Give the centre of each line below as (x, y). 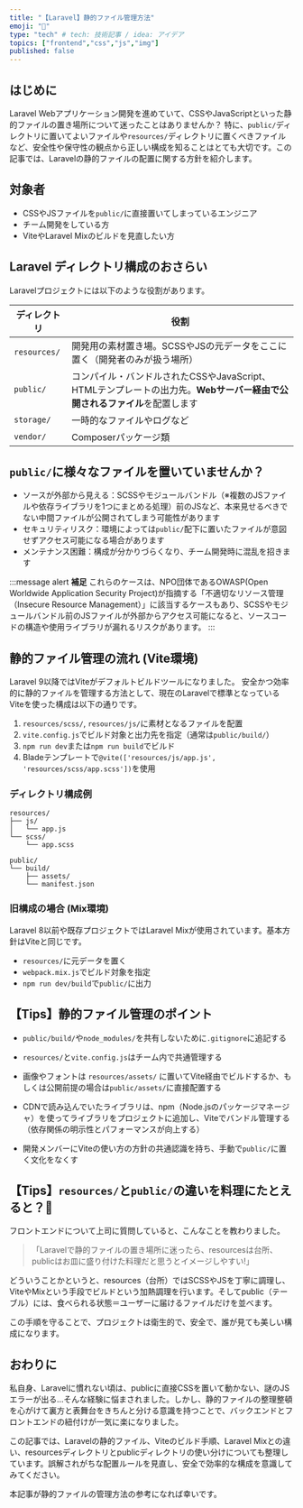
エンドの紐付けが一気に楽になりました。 (108, 1422)
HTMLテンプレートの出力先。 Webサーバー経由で (175, 390)
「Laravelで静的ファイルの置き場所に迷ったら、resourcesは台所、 (154, 1250)
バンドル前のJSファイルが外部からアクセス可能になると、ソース (152, 616)
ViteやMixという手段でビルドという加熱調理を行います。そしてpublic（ (141, 1292)
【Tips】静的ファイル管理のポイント (111, 1014)
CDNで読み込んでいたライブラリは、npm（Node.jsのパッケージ (140, 1107)
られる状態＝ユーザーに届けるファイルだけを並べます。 (174, 1303)
